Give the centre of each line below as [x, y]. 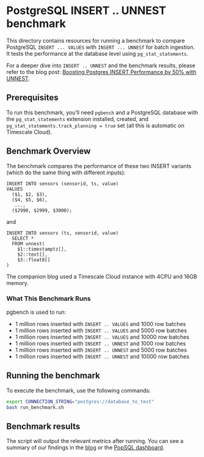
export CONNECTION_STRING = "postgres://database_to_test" [80, 401]
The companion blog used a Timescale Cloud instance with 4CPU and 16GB [102, 277]
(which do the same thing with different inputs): [66, 173]
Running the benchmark [53, 376]
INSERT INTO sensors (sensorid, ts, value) [63, 184]
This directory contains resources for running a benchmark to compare [96, 40]
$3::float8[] [34, 260]
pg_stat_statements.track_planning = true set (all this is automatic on [96, 125]
